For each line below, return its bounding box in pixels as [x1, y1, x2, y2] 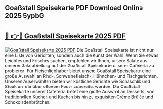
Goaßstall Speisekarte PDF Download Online [5, 4, 143, 12]
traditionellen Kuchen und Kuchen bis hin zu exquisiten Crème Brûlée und [5, 94, 153, 100]
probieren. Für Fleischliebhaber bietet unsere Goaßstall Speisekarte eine [5, 68, 151, 74]
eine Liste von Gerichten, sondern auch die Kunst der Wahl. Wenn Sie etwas [5, 52, 159, 58]
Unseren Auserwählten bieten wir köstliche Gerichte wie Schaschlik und [5, 78, 150, 84]
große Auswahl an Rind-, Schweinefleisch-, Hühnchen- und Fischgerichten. [5, 73, 158, 79]
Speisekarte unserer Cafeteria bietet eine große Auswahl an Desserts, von [5, 89, 155, 94]
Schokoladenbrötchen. [5, 99, 51, 105]
